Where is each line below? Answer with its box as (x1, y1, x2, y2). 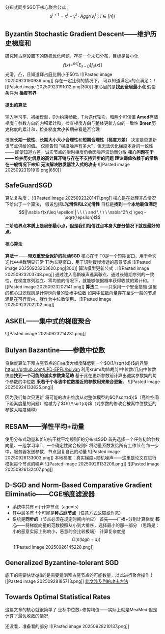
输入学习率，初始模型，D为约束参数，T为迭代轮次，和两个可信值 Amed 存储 (5, 114, 158, 120)
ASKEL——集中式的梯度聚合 (5, 317, 91, 325)
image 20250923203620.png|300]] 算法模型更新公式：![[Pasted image (5, 265, 150, 271)
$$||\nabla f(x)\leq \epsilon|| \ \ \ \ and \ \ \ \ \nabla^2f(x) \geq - (19, 209, 146, 215)
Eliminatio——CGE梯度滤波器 (5, 490, 95, 498)
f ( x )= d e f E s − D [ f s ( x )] (63, 61, 102, 69)
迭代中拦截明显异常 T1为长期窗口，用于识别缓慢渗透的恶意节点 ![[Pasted (5, 259, 151, 265)
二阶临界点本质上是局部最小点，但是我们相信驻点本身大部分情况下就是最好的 (5, 222, 160, 228)
